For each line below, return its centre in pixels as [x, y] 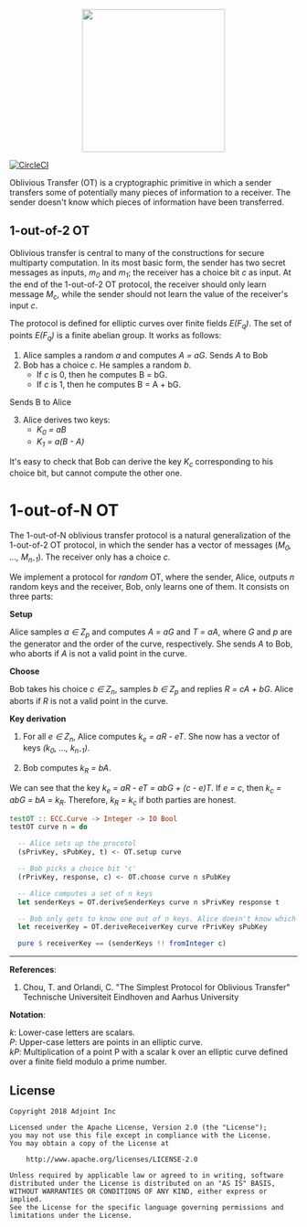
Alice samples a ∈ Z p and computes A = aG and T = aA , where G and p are [151, 633]
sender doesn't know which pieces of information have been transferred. [147, 202]
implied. [26, 1199]
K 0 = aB [51, 431]
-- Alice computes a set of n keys [85, 893]
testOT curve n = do [49, 827]
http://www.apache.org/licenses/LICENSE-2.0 [112, 1159]
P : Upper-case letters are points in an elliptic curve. [106, 1042]
